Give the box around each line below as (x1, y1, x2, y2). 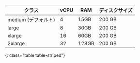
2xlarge (7, 40, 25, 47)
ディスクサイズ (99, 7, 133, 13)
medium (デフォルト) (7, 16, 56, 23)
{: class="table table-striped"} (5, 52, 65, 58)
